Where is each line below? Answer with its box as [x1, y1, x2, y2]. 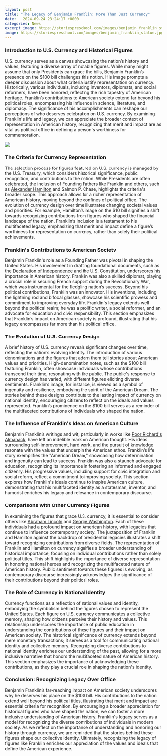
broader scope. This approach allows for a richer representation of [5, 191, 142, 197]
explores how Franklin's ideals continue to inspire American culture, [5, 479, 144, 485]
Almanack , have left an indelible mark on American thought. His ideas [5, 437, 148, 443]
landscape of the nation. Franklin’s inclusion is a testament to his [5, 218, 137, 224]
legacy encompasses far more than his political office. [5, 321, 116, 327]
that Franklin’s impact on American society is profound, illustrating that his [5, 315, 157, 321]
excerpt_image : [5, 26, 37, 31]
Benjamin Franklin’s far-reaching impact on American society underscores [5, 687, 157, 693]
